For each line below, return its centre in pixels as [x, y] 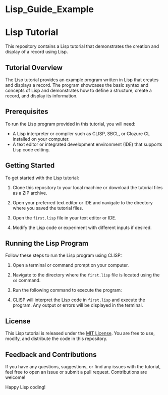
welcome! [15, 377]
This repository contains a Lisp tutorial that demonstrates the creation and [82, 46]
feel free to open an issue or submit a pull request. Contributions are [76, 372]
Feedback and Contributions [51, 354]
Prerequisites [27, 112]
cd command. [26, 280]
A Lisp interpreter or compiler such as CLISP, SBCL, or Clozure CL [81, 133]
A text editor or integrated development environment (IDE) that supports [87, 144]
